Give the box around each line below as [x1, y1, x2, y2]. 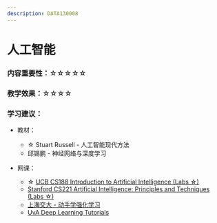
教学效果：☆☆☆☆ [7, 88, 72, 98]
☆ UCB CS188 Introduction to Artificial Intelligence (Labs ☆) [27, 177, 200, 186]
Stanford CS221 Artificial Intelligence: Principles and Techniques [27, 184, 210, 193]
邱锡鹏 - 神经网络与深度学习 [27, 149, 107, 157]
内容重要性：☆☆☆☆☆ [7, 68, 87, 78]
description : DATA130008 [7, 10, 79, 17]
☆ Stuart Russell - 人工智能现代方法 [27, 140, 130, 148]
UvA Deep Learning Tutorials [27, 208, 110, 216]
